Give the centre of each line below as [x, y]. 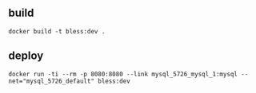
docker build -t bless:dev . [57, 31]
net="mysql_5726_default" [51, 81]
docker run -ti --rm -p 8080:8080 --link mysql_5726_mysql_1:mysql [123, 74]
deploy [26, 56]
